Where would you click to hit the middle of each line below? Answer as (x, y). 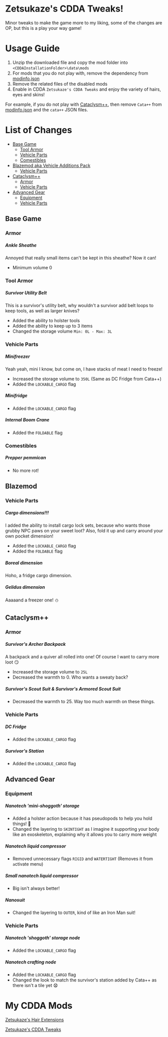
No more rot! (26, 470)
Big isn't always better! (36, 888)
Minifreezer (18, 356)
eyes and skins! (29, 94)
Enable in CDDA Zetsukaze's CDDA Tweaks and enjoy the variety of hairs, (87, 89)
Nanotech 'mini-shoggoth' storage (42, 806)
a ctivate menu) (28, 864)
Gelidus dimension (25, 587)
